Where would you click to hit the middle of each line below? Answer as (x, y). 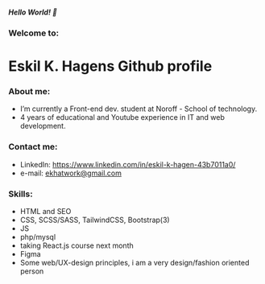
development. (43, 126)
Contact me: (33, 147)
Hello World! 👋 (33, 12)
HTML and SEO (46, 212)
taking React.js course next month (77, 245)
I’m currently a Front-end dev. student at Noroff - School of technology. (139, 109)
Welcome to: (33, 33)
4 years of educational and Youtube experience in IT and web (122, 117)
